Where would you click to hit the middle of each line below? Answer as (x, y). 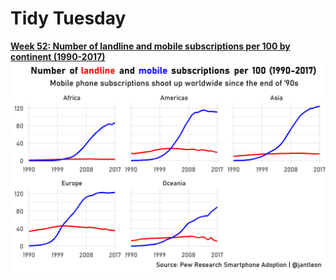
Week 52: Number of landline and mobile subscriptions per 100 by (150, 46)
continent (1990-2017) (58, 56)
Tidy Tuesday (68, 18)
